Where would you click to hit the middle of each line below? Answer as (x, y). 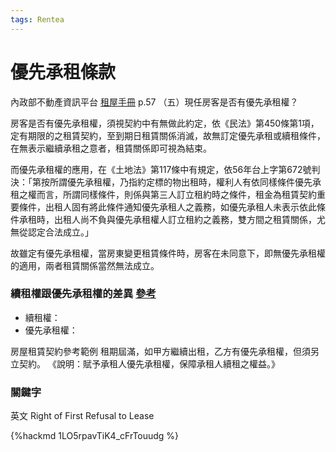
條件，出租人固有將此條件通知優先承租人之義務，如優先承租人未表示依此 (167, 207)
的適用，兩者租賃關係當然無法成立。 (85, 265)
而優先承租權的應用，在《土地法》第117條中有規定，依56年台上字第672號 (161, 169)
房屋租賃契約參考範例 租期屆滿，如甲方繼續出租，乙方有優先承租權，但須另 (165, 351)
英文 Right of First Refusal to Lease (82, 416)
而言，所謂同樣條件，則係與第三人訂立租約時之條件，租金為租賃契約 (176, 194)
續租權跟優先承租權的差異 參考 (83, 294)
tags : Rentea (37, 19)
